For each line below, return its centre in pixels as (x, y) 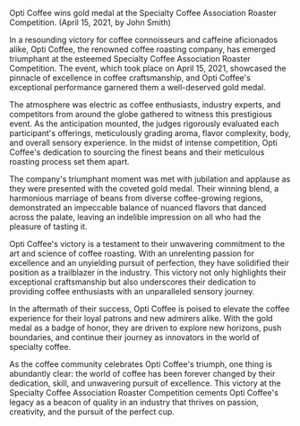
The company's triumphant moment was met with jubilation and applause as (150, 179)
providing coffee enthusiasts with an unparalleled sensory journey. (132, 291)
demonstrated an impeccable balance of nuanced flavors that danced (138, 208)
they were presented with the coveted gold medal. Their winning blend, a (144, 188)
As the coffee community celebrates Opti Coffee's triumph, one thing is (141, 364)
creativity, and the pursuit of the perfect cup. (92, 412)
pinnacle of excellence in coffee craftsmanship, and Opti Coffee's (130, 78)
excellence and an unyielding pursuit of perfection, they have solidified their (149, 263)
